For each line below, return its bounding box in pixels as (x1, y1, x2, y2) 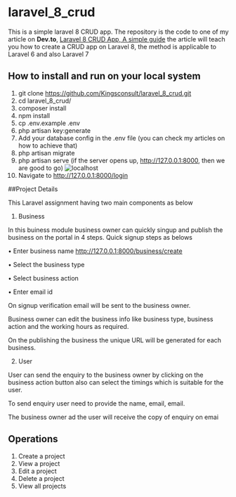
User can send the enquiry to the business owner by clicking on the (8, 370, 204, 379)
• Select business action (8, 273, 79, 282)
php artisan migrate (18, 148, 75, 157)
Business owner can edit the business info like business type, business (8, 314, 214, 323)
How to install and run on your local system (8, 70, 201, 82)
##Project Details (8, 184, 58, 193)
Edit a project (18, 467, 57, 475)
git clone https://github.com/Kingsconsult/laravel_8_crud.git (18, 89, 192, 97)
